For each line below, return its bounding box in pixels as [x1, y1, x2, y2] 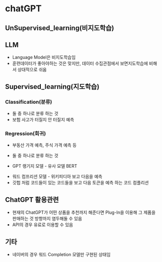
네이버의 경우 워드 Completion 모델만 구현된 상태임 [12, 252, 111, 257]
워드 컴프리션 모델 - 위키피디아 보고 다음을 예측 [12, 174, 102, 179]
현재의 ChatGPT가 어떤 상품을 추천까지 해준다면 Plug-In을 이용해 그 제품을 [12, 209, 156, 215]
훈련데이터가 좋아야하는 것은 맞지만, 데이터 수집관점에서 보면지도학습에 [12, 60, 148, 66]
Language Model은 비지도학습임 [12, 55, 76, 60]
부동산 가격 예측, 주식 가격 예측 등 [12, 142, 77, 148]
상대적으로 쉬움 [17, 67, 47, 73]
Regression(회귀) [5, 130, 46, 137]
